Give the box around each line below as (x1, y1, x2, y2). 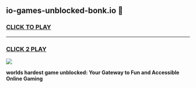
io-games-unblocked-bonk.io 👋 (6, 6, 124, 16)
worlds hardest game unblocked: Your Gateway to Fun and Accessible (6, 69, 180, 76)
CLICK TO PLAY (6, 23, 51, 31)
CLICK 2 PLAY (6, 45, 47, 53)
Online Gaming (6, 75, 43, 82)
